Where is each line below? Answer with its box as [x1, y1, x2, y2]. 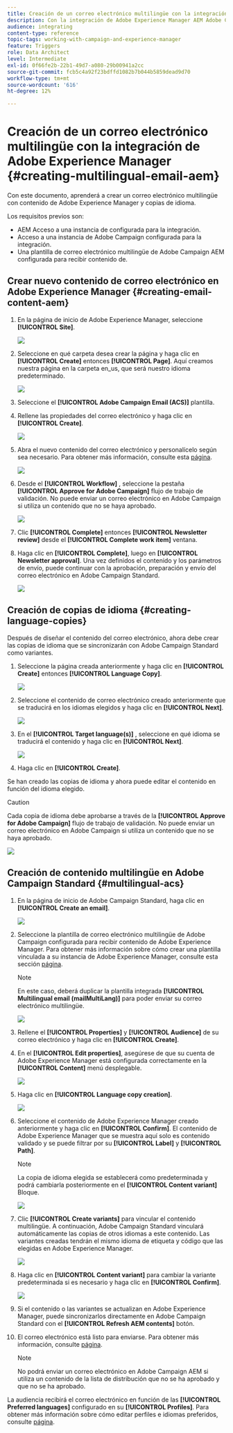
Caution [7, 798, 30, 806]
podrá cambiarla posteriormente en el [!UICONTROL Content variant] [17, 1180, 217, 1189]
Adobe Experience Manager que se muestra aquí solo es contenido [17, 1131, 210, 1139]
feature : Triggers [7, 42, 60, 49]
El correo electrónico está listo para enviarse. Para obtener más [17, 1333, 199, 1341]
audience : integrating [7, 23, 73, 30]
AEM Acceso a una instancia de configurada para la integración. [17, 225, 201, 234]
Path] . [17, 1146, 36, 1155]
